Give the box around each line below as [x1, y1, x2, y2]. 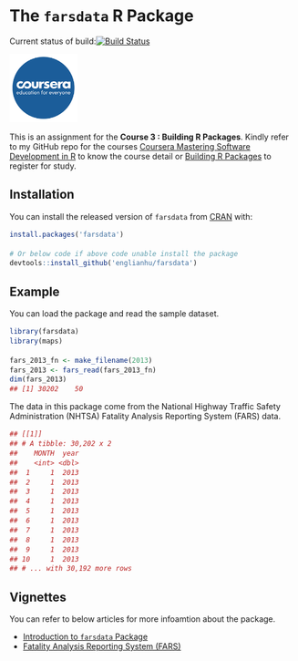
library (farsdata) [9, 327, 79, 336]
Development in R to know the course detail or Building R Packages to [9, 150, 272, 161]
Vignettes [9, 589, 67, 604]
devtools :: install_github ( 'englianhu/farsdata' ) [9, 259, 198, 268]
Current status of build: [9, 36, 97, 46]
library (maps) [9, 336, 64, 346]
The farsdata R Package [9, 5, 194, 26]
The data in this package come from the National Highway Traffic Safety [9, 401, 281, 412]
